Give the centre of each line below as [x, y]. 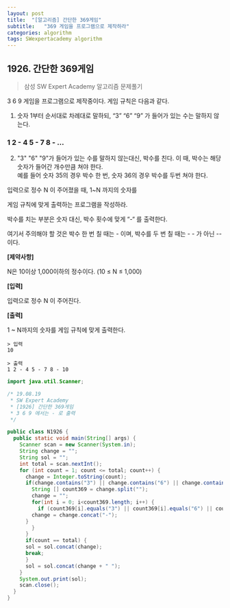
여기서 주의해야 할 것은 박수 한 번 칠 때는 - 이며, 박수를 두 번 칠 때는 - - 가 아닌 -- [115, 234]
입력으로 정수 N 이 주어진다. [44, 301]
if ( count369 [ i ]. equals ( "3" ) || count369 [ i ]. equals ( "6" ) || [125, 508]
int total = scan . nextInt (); [61, 464]
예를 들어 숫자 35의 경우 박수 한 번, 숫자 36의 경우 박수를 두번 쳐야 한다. [113, 175]
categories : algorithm [39, 33]
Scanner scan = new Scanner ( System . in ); [78, 445]
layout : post [26, 13]
